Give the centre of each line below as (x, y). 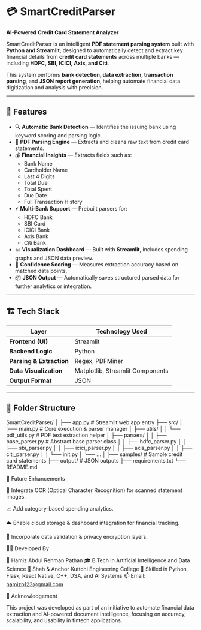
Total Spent (38, 189)
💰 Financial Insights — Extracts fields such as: (73, 155)
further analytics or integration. (53, 286)
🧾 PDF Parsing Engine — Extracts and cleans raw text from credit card (102, 142)
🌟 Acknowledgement (32, 596)
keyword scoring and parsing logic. (58, 135)
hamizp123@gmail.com (35, 584)
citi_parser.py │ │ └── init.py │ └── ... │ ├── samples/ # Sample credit (95, 454)
